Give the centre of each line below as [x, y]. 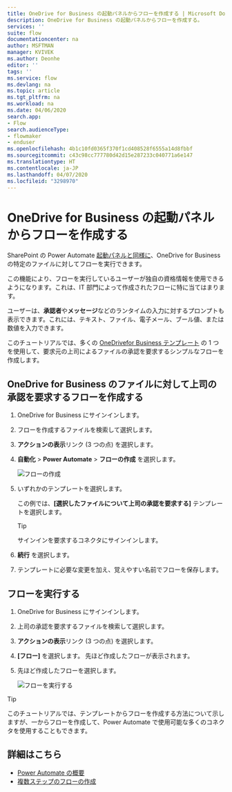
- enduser [21, 143]
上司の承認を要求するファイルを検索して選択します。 [92, 626]
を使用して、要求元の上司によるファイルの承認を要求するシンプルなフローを [116, 351]
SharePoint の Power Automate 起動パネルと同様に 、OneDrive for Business [114, 255]
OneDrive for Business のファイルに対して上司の [112, 384]
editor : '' [23, 65]
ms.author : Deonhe [33, 59]
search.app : [24, 116]
